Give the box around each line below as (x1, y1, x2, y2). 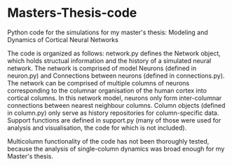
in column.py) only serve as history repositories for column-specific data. (7, 109, 219, 117)
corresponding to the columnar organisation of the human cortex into (7, 86, 207, 95)
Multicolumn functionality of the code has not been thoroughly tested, (7, 137, 210, 145)
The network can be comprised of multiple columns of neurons (7, 78, 190, 87)
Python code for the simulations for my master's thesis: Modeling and (7, 28, 208, 36)
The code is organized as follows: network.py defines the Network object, (7, 49, 221, 57)
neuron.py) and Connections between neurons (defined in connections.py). (7, 71, 225, 80)
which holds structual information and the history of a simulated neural (7, 56, 212, 64)
